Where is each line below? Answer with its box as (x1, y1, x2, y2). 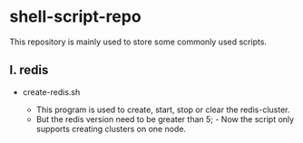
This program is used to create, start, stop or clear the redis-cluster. (35, 104, 290, 115)
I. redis (9, 62, 49, 78)
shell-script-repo (9, 6, 142, 27)
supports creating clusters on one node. (35, 123, 187, 134)
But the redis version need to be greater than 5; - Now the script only (35, 113, 295, 124)
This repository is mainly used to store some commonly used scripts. (9, 36, 268, 47)
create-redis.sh (22, 86, 81, 97)
